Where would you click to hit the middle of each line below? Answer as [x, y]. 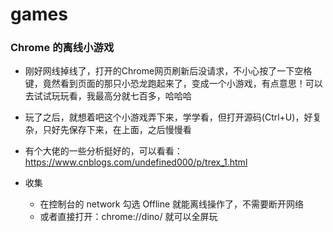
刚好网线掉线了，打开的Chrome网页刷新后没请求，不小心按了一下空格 [168, 71]
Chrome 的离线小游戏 [62, 48]
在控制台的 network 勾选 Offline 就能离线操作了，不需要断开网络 [172, 204]
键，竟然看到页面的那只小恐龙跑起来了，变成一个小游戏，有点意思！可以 [173, 84]
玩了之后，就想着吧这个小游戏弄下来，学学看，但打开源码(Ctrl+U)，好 [168, 117]
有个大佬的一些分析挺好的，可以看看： [103, 151]
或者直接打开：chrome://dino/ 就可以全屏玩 [128, 217]
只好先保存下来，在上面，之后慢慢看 [117, 130]
